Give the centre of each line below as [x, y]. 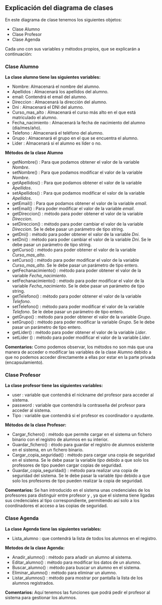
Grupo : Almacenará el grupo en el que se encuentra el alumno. [75, 138]
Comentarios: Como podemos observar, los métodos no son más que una [79, 347]
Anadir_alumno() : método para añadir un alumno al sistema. [72, 557]
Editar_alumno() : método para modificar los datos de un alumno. [77, 562]
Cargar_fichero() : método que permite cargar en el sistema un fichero [82, 435]
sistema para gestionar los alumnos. [41, 597]
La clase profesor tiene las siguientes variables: [54, 386]
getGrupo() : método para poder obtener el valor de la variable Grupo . [81, 317]
